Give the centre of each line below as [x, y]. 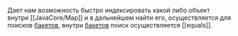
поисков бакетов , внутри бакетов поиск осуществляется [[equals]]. [110, 25]
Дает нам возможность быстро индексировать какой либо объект [109, 10]
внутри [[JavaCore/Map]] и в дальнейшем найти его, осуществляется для [119, 18]
